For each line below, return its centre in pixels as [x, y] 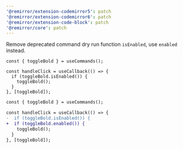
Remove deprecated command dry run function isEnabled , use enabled [92, 44]
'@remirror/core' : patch [36, 28]
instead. [16, 51]
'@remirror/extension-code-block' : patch [57, 22]
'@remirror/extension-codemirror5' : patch [59, 11]
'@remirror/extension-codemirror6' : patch [59, 17]
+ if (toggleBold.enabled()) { [45, 123]
